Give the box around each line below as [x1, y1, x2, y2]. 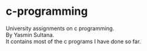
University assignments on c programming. [6, 25, 115, 32]
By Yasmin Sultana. [6, 31, 55, 38]
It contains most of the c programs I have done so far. [6, 37, 141, 45]
